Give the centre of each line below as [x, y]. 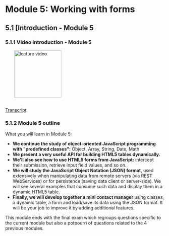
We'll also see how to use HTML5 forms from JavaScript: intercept [83, 160]
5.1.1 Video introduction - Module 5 [48, 42]
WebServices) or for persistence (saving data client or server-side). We [87, 181]
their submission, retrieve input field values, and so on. [69, 165]
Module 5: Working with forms [70, 9]
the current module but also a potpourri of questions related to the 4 [76, 223]
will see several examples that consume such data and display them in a [88, 187]
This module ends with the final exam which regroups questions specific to [83, 218]
